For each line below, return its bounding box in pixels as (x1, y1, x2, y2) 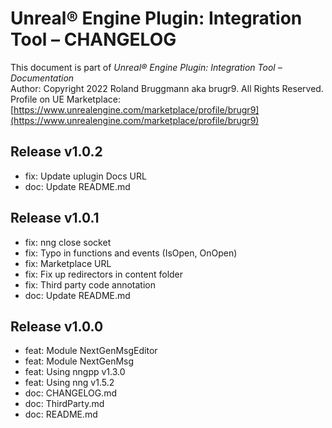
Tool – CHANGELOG (10, 28, 177, 51)
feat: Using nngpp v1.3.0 (24, 366, 126, 378)
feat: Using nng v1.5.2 (24, 377, 115, 389)
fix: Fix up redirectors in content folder (24, 268, 184, 280)
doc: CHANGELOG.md (24, 387, 117, 399)
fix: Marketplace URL (24, 257, 112, 269)
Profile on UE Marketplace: (10, 93, 121, 105)
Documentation (10, 72, 75, 84)
